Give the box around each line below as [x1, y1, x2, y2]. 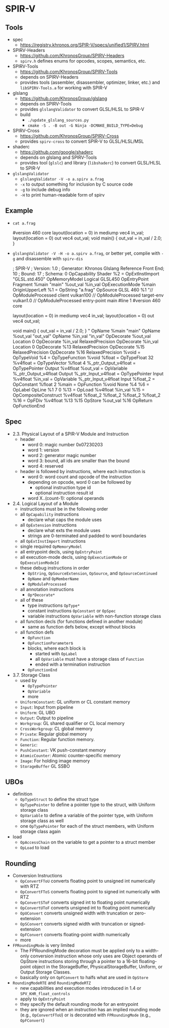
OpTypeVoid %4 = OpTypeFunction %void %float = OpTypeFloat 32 [12, 354, 154, 361]
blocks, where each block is [27, 645, 86, 651]
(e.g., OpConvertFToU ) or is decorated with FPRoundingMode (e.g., [20, 1012, 151, 1018]
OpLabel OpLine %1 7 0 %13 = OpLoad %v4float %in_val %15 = [12, 386, 145, 392]
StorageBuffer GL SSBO [20, 763, 70, 769]
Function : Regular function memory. [20, 736, 95, 742]
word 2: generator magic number [27, 452, 97, 458]
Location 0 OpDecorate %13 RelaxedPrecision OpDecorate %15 [12, 344, 145, 350]
